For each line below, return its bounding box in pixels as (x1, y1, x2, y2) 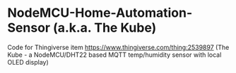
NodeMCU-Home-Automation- (7, 5, 193, 21)
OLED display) (7, 58, 49, 66)
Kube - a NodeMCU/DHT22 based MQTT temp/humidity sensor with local (7, 51, 222, 59)
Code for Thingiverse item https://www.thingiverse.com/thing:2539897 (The (7, 43, 230, 51)
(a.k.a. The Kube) (52, 20, 157, 36)
